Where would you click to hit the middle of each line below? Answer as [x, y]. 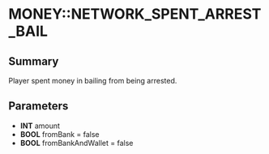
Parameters [38, 106]
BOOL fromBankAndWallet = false [77, 143]
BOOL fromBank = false [60, 134]
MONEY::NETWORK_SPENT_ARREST [135, 14]
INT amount [40, 126]
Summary [34, 61]
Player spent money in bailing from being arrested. [93, 81]
